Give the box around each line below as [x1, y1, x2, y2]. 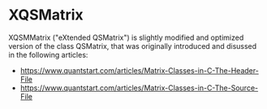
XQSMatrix [8, 6, 84, 24]
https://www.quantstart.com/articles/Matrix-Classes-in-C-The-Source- [19, 83, 258, 93]
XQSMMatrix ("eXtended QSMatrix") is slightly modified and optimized [8, 33, 244, 42]
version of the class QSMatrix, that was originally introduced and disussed [8, 41, 257, 50]
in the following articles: [8, 50, 88, 59]
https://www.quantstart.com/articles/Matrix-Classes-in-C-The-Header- [19, 65, 260, 75]
